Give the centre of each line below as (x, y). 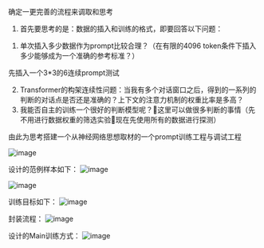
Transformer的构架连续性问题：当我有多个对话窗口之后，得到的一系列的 (138, 90)
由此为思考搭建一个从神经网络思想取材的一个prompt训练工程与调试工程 (125, 137)
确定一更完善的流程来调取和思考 (61, 12)
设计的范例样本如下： (43, 169)
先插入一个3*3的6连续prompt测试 (64, 73)
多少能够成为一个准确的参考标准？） (79, 56)
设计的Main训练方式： (45, 236)
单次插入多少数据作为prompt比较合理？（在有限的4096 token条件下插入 (138, 46)
